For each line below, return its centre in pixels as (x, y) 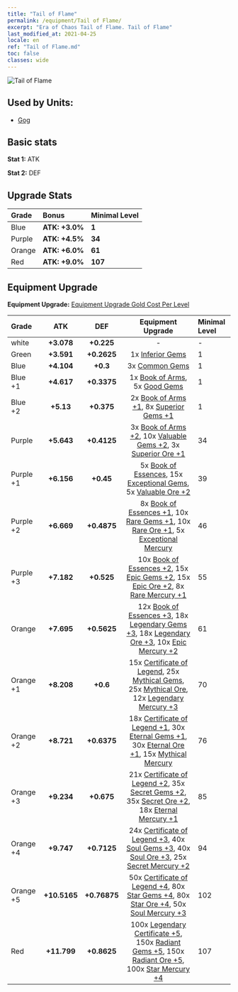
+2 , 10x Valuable (158, 436)
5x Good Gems (158, 386)
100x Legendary (158, 924)
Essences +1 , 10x (159, 512)
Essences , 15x (158, 474)
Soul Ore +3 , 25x (158, 857)
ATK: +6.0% (63, 251)
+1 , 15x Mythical (158, 754)
